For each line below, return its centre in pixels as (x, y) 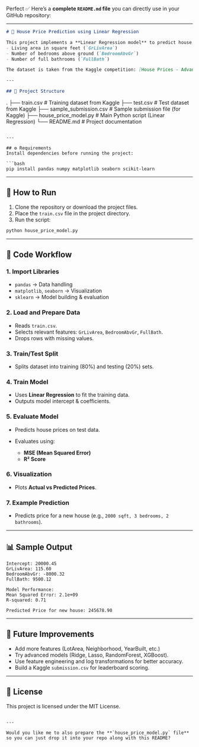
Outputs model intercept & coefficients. (62, 401)
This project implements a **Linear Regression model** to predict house (99, 42)
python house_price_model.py (42, 230)
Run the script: (33, 219)
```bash (16, 164)
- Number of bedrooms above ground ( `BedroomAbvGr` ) (73, 54)
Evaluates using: (35, 441)
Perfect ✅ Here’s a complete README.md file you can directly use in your (93, 9)
